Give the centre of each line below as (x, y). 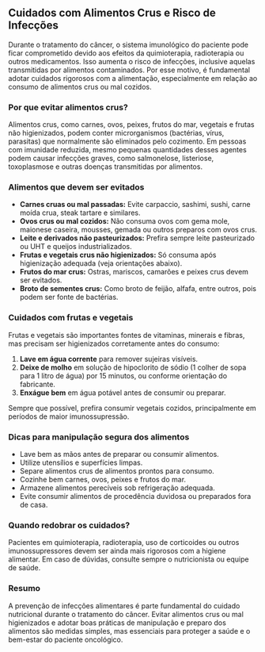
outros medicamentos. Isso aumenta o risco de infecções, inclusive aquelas (132, 61)
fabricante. (37, 384)
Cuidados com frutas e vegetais (71, 318)
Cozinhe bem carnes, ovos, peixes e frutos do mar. (103, 479)
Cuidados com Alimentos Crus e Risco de (112, 13)
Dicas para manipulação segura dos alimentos (99, 437)
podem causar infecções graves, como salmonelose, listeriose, (111, 159)
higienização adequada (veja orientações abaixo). (101, 263)
